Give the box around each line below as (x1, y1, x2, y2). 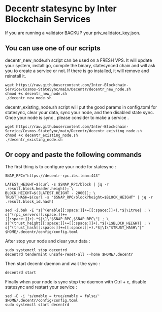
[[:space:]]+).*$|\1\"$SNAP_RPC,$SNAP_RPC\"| (5, 216, 100, 221)
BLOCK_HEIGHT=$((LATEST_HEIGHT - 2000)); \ (5, 191, 96, 195)
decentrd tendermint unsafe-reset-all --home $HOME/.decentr (5, 252, 133, 257)
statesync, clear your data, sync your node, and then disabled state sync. (5, 109, 154, 115)
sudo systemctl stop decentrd (5, 247, 67, 252)
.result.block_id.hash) (5, 199, 54, 204)
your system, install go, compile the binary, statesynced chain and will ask (5, 62, 156, 68)
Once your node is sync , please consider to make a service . (5, 115, 129, 120)
